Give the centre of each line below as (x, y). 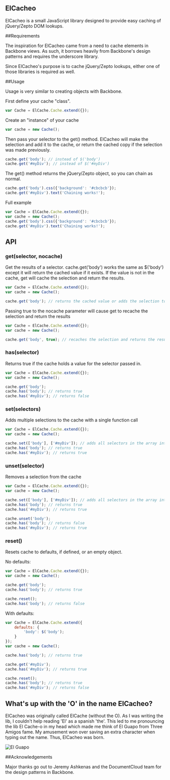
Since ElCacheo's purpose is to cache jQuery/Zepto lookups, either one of (83, 66)
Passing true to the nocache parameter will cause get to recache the (77, 311)
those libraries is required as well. (40, 72)
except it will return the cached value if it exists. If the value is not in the (80, 273)
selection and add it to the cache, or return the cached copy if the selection (84, 145)
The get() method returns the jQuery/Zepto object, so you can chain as (79, 173)
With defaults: (20, 613)
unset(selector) (25, 466)
